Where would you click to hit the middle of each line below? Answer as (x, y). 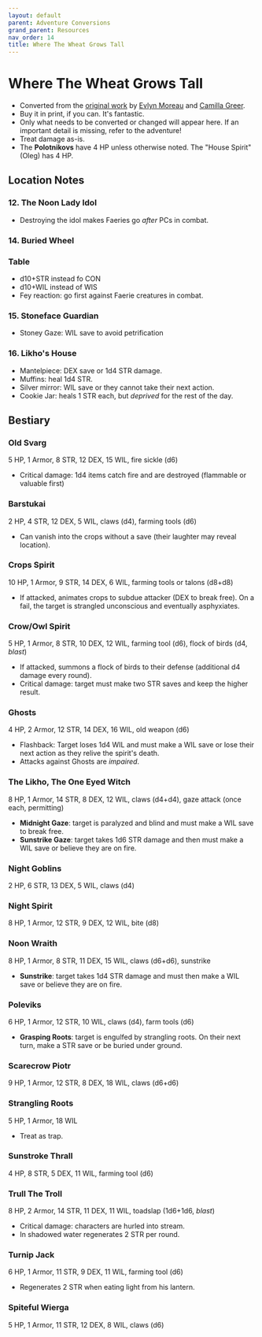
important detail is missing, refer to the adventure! (101, 131)
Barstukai (27, 504)
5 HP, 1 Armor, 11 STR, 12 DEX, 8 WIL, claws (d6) (86, 1324)
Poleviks (25, 1005)
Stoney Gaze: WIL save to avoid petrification (91, 333)
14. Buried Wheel (41, 240)
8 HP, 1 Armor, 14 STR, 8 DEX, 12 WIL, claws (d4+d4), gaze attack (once (125, 799)
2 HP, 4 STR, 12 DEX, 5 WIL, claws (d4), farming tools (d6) (102, 521)
